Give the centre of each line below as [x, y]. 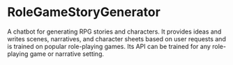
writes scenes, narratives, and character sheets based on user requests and [117, 38]
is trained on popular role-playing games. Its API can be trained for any [109, 46]
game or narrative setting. [67, 54]
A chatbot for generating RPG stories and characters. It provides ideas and [114, 31]
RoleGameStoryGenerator [84, 12]
